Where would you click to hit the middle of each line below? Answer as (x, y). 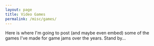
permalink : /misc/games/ (31, 19)
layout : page (19, 10)
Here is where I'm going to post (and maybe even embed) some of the (77, 33)
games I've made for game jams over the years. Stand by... (66, 38)
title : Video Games (25, 14)
